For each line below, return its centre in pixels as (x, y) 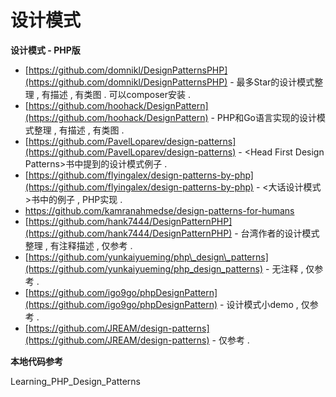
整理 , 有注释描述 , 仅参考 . (78, 245)
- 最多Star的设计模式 (272, 82)
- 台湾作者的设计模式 (277, 233)
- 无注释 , (284, 268)
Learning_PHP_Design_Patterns (75, 381)
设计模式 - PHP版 (45, 50)
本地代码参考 (36, 361)
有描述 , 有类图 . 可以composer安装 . (116, 94)
